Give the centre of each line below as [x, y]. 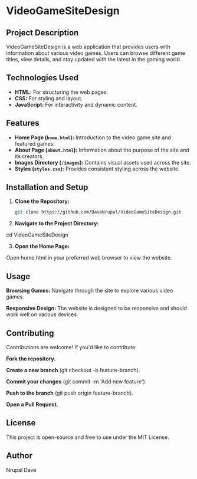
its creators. [29, 156]
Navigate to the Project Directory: [57, 224]
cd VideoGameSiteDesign [37, 235]
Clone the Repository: [42, 201]
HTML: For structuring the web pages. [61, 92]
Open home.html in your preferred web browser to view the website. [89, 258]
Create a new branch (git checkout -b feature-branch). [73, 370]
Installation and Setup [47, 187]
